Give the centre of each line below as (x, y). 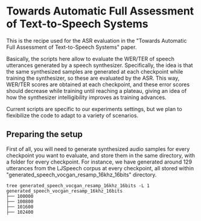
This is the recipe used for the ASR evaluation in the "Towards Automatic (97, 40)
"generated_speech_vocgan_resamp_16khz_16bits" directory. (81, 175)
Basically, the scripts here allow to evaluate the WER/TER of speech (91, 59)
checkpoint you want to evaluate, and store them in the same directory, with (101, 155)
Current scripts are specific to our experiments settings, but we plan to (94, 109)
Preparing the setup (45, 134)
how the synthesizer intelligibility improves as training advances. (87, 97)
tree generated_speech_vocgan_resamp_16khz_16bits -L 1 (78, 185)
